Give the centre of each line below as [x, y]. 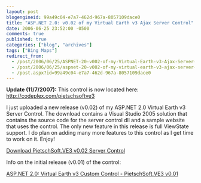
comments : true [25, 34]
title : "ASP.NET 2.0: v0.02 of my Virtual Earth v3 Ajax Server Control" [100, 23]
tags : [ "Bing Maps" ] [32, 51]
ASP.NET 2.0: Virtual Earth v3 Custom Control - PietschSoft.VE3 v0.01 [92, 174]
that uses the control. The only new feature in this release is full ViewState [98, 126]
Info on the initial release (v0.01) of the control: [64, 162]
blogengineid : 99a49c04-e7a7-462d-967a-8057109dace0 [73, 17]
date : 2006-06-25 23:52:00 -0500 [48, 28]
